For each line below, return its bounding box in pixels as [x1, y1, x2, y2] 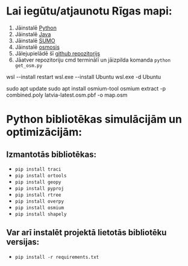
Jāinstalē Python [14, 24, 57, 31]
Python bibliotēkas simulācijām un [6, 113, 183, 126]
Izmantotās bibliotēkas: [6, 149, 97, 159]
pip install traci [14, 166, 61, 173]
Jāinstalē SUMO [14, 37, 55, 44]
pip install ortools [14, 173, 67, 179]
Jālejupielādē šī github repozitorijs [14, 49, 101, 57]
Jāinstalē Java [14, 30, 51, 37]
